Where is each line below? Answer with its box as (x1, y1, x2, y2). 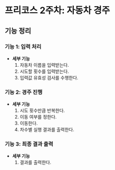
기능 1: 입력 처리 (5, 43, 42, 50)
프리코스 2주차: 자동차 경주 (5, 5, 110, 16)
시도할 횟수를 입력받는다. (19, 68, 69, 74)
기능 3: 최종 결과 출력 (5, 140, 53, 148)
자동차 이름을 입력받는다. (19, 62, 69, 68)
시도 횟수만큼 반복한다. (19, 107, 65, 114)
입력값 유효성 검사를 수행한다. (19, 74, 78, 80)
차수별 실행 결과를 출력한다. (19, 127, 74, 133)
